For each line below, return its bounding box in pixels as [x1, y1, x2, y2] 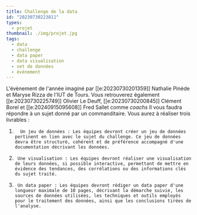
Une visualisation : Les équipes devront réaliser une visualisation [17, 156, 192, 162]
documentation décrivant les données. [14, 144, 110, 150]
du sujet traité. [14, 171, 58, 177]
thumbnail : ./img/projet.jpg [6, 31, 78, 37]
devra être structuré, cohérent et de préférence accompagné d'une [14, 139, 183, 145]
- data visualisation [11, 58, 65, 64]
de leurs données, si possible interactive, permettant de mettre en [14, 161, 189, 167]
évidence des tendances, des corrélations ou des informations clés [14, 166, 186, 172]
